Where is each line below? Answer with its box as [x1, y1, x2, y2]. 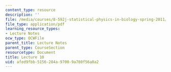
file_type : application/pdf [5, 21, 65, 27]
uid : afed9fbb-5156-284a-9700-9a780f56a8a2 [5, 59, 99, 64]
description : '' [5, 12, 40, 17]
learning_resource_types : [5, 26, 60, 31]
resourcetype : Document [5, 50, 56, 55]
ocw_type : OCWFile [5, 36, 44, 41]
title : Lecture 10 [5, 54, 44, 60]
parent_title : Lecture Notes [5, 41, 67, 46]
